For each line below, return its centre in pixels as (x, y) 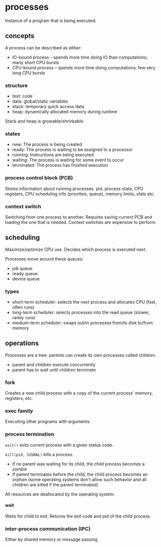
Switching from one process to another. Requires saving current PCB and (79, 217)
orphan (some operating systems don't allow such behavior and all (79, 479)
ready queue (25, 273)
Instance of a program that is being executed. (51, 21)
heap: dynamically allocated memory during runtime (64, 112)
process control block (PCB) (39, 178)
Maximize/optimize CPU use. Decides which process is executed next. (76, 249)
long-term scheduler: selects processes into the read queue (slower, (81, 312)
